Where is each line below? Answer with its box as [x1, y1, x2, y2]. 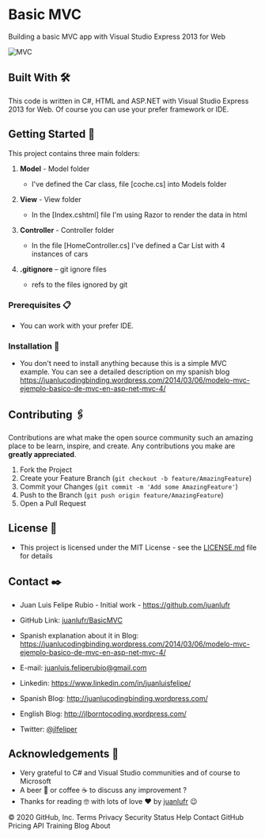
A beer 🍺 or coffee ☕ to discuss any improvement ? [19, 786, 187, 795]
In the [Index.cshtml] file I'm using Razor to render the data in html [31, 210, 248, 219]
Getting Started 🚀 [8, 128, 96, 141]
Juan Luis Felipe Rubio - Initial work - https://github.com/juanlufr [19, 600, 231, 609]
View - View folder [19, 194, 81, 204]
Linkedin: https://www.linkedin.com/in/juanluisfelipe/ [19, 678, 191, 688]
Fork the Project [19, 465, 73, 474]
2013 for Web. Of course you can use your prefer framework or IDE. [8, 105, 229, 114]
